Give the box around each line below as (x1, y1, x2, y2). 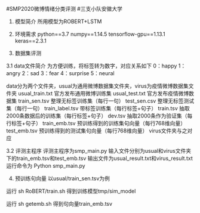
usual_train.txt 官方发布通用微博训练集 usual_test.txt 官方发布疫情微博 (17, 90, 189, 97)
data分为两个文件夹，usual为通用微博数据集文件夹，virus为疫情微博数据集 (6, 82, 189, 89)
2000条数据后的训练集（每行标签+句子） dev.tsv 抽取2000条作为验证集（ (6, 112, 187, 119)
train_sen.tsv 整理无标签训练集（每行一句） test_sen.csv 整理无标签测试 (17, 97, 195, 104)
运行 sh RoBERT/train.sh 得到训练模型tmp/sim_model (6, 187, 136, 195)
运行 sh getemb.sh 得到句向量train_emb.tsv (6, 200, 112, 207)
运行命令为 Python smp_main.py (6, 162, 85, 169)
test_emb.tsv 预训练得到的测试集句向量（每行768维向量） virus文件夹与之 (6, 127, 187, 134)
